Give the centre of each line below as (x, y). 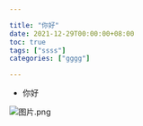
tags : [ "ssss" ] (38, 50)
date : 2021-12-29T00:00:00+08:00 (72, 34)
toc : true (28, 42)
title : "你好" (35, 25)
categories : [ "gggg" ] (50, 59)
